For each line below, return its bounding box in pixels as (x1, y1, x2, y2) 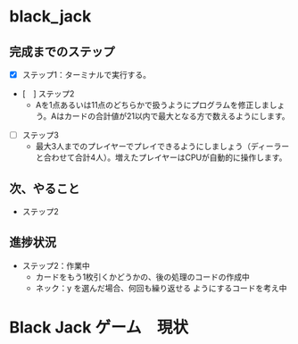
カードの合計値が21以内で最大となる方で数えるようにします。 (63, 111, 290, 122)
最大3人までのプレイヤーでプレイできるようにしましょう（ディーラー (35, 141, 290, 152)
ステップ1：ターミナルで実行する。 (21, 70, 152, 80)
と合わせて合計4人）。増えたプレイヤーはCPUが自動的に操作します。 (35, 152, 287, 163)
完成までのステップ (9, 44, 115, 59)
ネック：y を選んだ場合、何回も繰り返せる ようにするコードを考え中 (35, 282, 287, 293)
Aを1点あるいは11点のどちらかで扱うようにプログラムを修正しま (35, 100, 269, 111)
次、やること (9, 180, 80, 196)
